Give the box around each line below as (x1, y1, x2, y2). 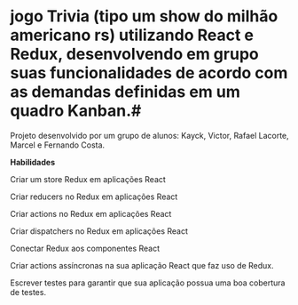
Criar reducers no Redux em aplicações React (10, 191, 178, 202)
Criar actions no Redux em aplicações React (10, 208, 172, 219)
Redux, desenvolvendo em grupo (10, 44, 260, 64)
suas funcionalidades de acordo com (10, 63, 288, 84)
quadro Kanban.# (10, 100, 142, 121)
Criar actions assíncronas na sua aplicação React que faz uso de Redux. (10, 260, 274, 270)
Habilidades (10, 157, 56, 167)
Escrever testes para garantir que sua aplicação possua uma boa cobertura (10, 277, 286, 288)
